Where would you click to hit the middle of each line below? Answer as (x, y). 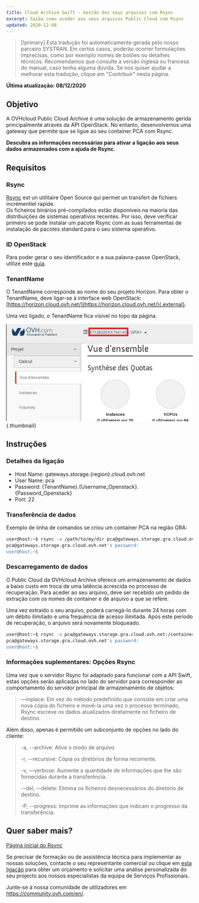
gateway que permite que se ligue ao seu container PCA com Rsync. (90, 131)
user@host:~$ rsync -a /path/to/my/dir (55, 539)
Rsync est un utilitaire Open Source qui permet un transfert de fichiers (92, 197)
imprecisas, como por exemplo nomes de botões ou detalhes (95, 55)
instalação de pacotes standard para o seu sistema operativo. (81, 229)
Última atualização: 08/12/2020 (46, 85)
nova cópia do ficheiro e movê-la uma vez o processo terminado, (100, 705)
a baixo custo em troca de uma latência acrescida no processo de (86, 586)
